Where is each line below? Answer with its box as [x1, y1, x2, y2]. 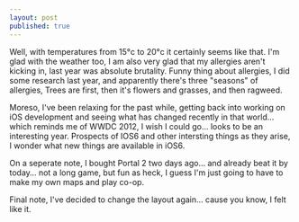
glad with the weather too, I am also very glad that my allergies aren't [9, 56, 266, 67]
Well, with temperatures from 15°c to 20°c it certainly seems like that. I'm [9, 46, 280, 57]
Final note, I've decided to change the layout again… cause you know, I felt [9, 194, 286, 205]
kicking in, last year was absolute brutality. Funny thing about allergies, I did [9, 65, 290, 76]
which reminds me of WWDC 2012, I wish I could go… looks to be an [9, 120, 264, 131]
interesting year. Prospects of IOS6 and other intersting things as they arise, [9, 130, 291, 141]
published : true [9, 22, 70, 31]
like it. [9, 203, 32, 214]
